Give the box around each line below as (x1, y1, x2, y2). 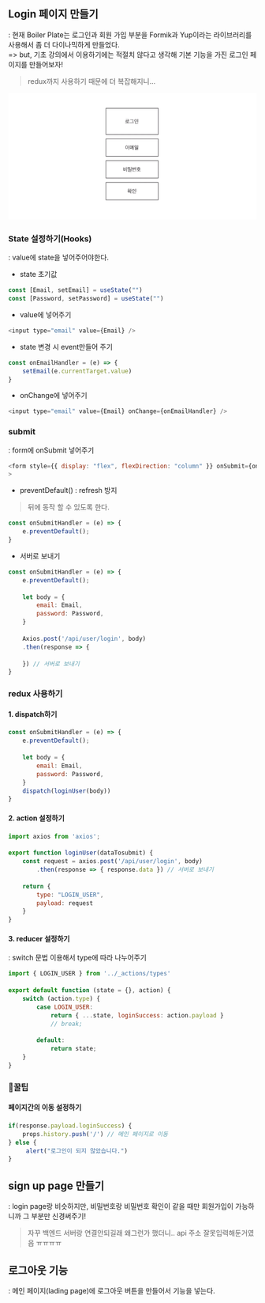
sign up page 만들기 (8, 1179, 105, 1192)
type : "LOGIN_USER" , (36, 891, 104, 899)
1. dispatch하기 (8, 709, 58, 718)
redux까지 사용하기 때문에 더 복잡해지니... (27, 76, 156, 85)
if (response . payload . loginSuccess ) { (8, 1122, 132, 1130)
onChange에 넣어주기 (19, 391, 88, 400)
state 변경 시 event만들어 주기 (19, 342, 113, 351)
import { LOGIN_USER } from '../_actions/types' (8, 970, 171, 978)
